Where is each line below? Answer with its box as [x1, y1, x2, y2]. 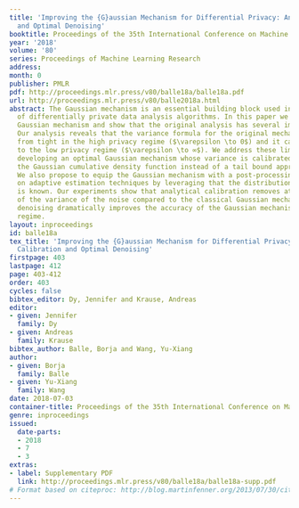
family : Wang [17, 386, 66, 395]
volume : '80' [9, 46, 58, 55]
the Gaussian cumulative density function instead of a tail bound [17, 162, 273, 171]
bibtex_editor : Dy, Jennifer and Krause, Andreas [9, 295, 198, 304]
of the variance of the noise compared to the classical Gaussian [17, 195, 269, 205]
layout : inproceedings [9, 220, 93, 229]
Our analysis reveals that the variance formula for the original [17, 129, 269, 138]
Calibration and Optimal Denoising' [17, 245, 153, 254]
